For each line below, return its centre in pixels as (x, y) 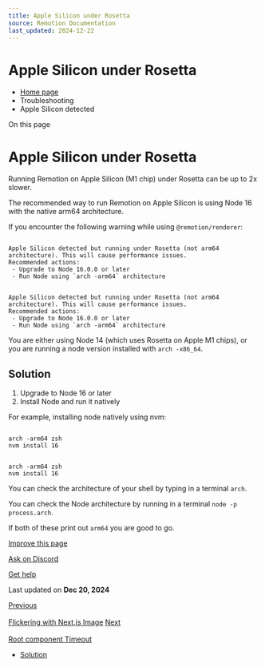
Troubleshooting (47, 101)
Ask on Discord (34, 559)
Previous (23, 605)
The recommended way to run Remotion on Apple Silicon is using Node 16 (131, 203)
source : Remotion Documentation (62, 23)
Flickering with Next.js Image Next (65, 622)
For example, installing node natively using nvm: (87, 417)
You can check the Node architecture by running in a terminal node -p (123, 504)
